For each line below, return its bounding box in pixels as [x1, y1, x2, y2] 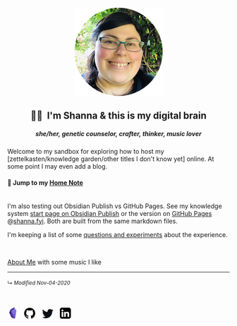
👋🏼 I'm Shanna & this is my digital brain [30, 110, 207, 122]
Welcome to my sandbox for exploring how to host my [7, 147, 164, 156]
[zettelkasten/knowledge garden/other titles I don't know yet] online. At [7, 155, 214, 163]
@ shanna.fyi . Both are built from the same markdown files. [7, 217, 178, 225]
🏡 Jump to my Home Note [7, 178, 83, 187]
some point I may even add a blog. [7, 162, 108, 171]
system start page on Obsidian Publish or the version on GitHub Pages [7, 209, 212, 217]
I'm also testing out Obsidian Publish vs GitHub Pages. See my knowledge [7, 202, 222, 210]
